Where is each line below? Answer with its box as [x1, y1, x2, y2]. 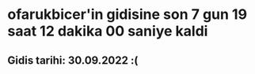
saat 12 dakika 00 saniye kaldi [7, 22, 208, 40]
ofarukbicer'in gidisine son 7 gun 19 [7, 6, 247, 24]
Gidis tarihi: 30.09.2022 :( [7, 54, 139, 67]
